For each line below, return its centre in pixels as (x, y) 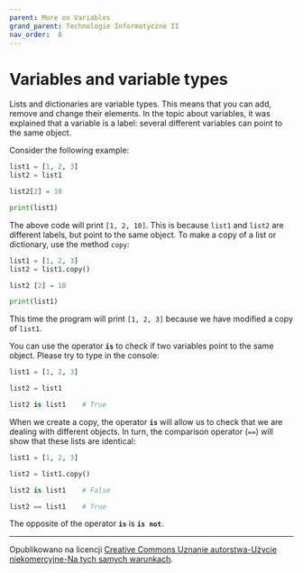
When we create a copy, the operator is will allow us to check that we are (146, 421)
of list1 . (26, 328)
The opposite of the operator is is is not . (87, 523)
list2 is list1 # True (58, 405)
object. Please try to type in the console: (84, 356)
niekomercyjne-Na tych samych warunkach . (92, 559)
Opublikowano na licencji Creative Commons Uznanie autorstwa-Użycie (143, 550)
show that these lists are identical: (73, 441)
